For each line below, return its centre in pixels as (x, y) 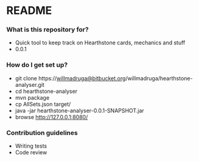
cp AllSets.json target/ (43, 104)
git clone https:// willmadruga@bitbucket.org (70, 78)
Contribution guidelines (42, 132)
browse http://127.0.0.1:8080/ (51, 117)
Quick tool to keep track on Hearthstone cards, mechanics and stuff (100, 43)
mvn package (32, 97)
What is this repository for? (48, 30)
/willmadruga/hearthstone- (159, 78)
